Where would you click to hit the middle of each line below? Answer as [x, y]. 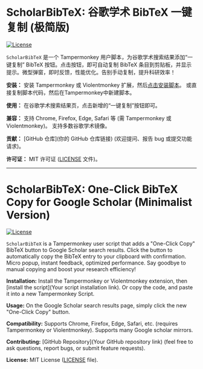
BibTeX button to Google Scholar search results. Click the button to [89, 250]
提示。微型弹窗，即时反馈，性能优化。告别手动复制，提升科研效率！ [91, 72]
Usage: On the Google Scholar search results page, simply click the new [97, 305]
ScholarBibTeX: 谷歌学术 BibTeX [87, 12]
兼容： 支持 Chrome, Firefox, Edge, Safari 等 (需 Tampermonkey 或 [89, 118]
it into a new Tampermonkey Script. [50, 294]
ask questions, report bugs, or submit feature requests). [76, 348]
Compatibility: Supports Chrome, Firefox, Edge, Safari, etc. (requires [92, 323]
